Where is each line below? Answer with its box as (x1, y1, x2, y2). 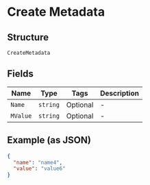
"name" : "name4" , (13, 159, 63, 166)
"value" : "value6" (13, 165, 66, 172)
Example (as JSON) (7, 134, 91, 146)
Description (100, 88, 139, 98)
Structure (7, 32, 49, 43)
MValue (10, 112, 32, 120)
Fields (7, 68, 34, 79)
